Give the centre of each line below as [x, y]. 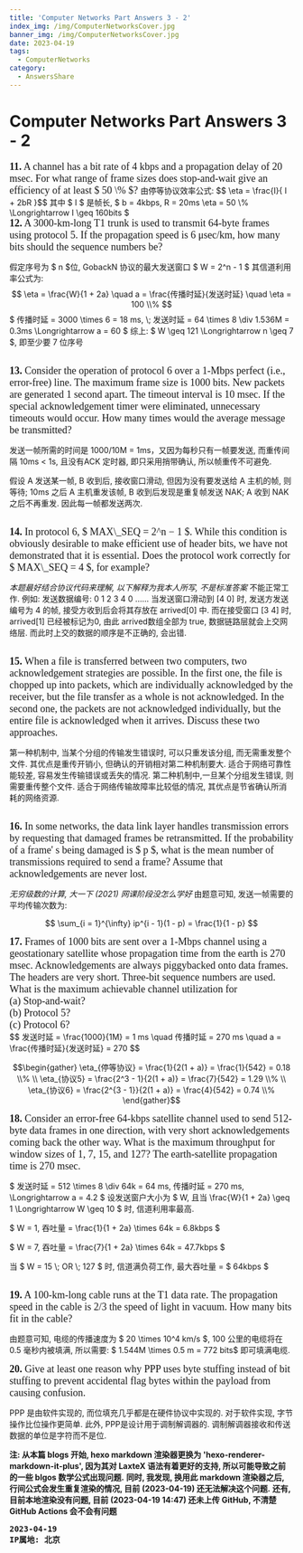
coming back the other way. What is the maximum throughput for [142, 1142]
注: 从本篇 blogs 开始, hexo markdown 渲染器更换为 [106, 1454]
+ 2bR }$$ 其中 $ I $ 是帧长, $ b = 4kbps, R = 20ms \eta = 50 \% [129, 202]
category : [28, 69]
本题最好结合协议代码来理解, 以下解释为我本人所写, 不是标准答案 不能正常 [145, 587]
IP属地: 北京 [35, 1539]
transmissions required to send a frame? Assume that [116, 862]
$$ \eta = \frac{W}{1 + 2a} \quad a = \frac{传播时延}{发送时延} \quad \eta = [151, 294]
